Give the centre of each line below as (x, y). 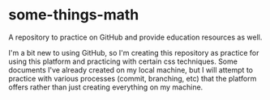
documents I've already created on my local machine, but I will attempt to (131, 69)
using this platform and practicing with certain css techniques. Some (123, 61)
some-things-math (74, 15)
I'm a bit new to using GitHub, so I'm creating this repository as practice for (134, 52)
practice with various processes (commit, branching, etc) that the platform (133, 78)
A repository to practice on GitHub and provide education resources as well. (135, 37)
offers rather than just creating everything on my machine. (106, 87)
